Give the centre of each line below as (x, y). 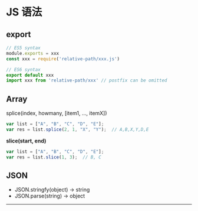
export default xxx (30, 75)
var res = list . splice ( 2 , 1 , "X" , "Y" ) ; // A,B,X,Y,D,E (77, 129)
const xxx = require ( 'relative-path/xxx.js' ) (63, 59)
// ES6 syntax (24, 69)
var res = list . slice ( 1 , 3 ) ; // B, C (54, 157)
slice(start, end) (26, 141)
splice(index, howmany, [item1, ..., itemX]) (57, 113)
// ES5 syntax (24, 48)
